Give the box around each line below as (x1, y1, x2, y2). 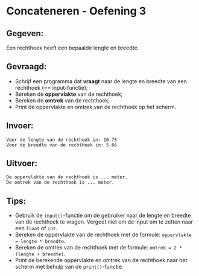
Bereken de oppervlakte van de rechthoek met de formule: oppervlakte (14, 231, 192, 239)
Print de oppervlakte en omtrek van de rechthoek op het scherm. (14, 103, 177, 110)
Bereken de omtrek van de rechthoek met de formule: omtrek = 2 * (14, 244, 183, 251)
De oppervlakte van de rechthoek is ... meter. (6, 174, 128, 180)
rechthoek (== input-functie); (14, 84, 89, 91)
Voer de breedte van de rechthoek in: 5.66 (6, 142, 118, 148)
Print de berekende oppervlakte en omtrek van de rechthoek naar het (14, 257, 188, 264)
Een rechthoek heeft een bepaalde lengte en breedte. (6, 44, 139, 51)
